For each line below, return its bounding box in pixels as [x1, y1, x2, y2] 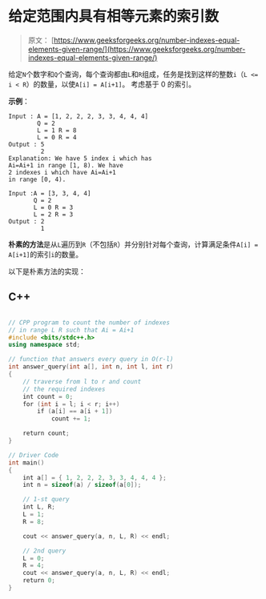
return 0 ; [22, 577, 56, 585]
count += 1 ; [50, 415, 91, 423]
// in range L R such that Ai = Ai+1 [8, 326, 135, 334]
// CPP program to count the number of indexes [8, 318, 171, 327]
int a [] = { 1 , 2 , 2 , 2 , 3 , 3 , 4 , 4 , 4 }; [22, 473, 167, 481]
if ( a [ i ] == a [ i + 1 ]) [37, 408, 113, 416]
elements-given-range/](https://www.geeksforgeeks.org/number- [27, 44, 246, 54]
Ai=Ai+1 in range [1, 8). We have [8, 161, 124, 169]
